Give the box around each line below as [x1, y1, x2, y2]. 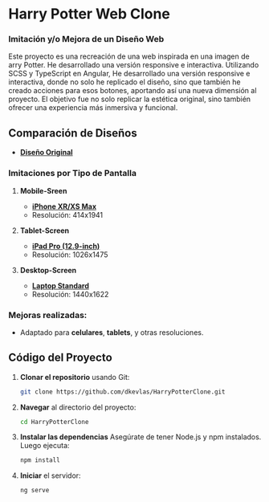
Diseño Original [19, 148, 74, 157]
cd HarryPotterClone [19, 418, 89, 426]
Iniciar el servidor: [19, 471, 82, 480]
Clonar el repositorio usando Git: [19, 372, 130, 382]
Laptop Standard [31, 280, 90, 290]
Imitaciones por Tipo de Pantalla [8, 168, 137, 179]
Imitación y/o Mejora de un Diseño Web [8, 34, 165, 45]
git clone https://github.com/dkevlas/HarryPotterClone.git [19, 387, 226, 396]
